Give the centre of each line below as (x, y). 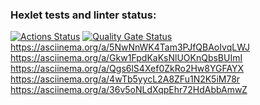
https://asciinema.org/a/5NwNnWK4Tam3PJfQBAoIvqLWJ (130, 47)
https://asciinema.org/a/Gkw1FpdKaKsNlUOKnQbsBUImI (126, 58)
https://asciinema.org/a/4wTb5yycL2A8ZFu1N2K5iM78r (125, 79)
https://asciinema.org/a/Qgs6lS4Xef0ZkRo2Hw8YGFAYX (127, 69)
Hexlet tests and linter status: (83, 15)
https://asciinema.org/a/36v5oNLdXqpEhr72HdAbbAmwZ (129, 90)
